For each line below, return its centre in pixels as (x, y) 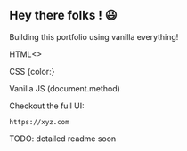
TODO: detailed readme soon (63, 139)
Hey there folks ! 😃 (63, 16)
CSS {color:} (32, 71)
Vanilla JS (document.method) (65, 88)
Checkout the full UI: (47, 106)
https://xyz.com (39, 122)
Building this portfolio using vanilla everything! (94, 36)
